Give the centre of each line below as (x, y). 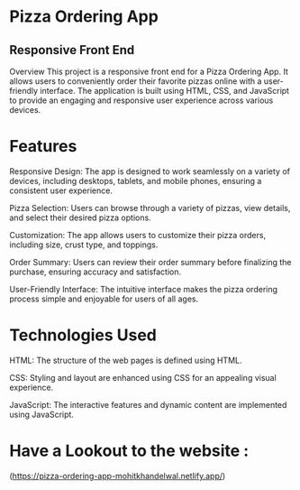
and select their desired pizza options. (80, 217)
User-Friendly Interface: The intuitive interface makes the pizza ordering (143, 289)
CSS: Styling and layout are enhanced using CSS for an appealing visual (143, 377)
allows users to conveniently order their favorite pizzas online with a (136, 81)
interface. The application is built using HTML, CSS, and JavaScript (165, 91)
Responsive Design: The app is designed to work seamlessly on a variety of (150, 171)
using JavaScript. (42, 414)
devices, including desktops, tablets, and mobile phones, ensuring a (136, 180)
